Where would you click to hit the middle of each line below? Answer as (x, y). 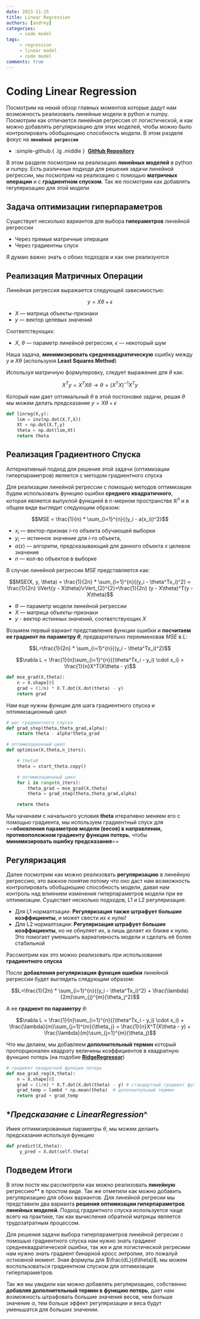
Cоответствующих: (31, 332)
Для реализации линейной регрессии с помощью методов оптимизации (99, 487)
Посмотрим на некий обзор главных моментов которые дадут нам (91, 108)
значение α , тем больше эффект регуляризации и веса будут (84, 1303)
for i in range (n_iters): (49, 783)
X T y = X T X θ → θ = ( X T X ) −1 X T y (100, 384)
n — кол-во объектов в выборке (56, 559)
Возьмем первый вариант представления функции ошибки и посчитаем (99, 630)
